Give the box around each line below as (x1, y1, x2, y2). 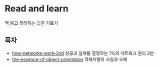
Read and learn (4, 3, 68, 14)
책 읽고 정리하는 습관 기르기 (4, 20, 58, 26)
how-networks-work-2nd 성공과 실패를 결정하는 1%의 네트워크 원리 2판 (11, 50, 154, 56)
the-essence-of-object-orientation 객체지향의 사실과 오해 (11, 56, 127, 62)
